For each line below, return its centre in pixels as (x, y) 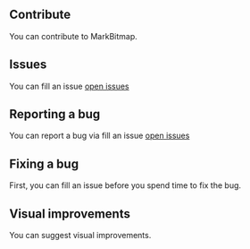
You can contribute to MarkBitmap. (73, 36)
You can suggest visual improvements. (80, 236)
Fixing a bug (44, 163)
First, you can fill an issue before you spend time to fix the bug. (125, 185)
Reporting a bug (55, 114)
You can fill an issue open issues (69, 86)
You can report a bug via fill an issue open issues (100, 136)
